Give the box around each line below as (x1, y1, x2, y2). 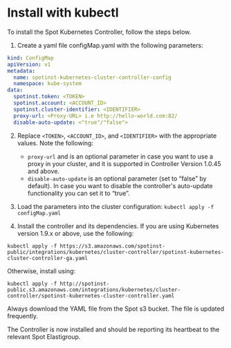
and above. (27, 167, 60, 175)
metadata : (7, 67, 36, 74)
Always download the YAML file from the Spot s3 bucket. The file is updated (7, 304, 225, 313)
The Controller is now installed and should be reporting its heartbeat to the (7, 325, 220, 333)
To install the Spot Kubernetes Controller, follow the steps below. (7, 28, 192, 36)
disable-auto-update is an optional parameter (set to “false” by (27, 174, 207, 183)
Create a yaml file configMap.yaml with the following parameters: (17, 41, 203, 49)
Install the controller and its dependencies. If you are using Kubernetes (17, 221, 219, 230)
